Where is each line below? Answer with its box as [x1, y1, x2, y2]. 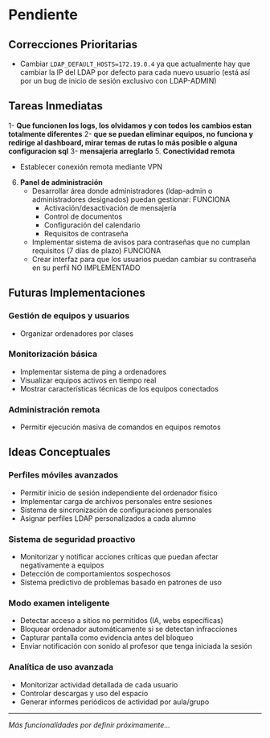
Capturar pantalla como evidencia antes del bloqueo [19, 633, 194, 642]
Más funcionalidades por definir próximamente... [8, 720, 171, 729]
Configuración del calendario [43, 219, 141, 230]
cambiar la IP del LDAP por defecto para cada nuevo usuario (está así [19, 68, 251, 77]
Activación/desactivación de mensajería [43, 203, 177, 212]
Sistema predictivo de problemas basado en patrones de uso [19, 577, 223, 588]
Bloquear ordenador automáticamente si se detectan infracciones [19, 625, 238, 634]
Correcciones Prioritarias [8, 38, 138, 51]
